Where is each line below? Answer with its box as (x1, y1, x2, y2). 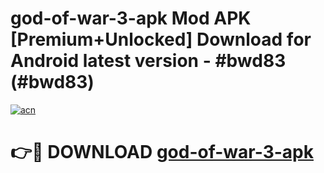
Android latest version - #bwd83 (10, 50, 287, 72)
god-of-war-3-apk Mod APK (10, 7, 252, 30)
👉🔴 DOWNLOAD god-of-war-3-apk (10, 141, 314, 164)
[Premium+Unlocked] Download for (10, 28, 312, 51)
